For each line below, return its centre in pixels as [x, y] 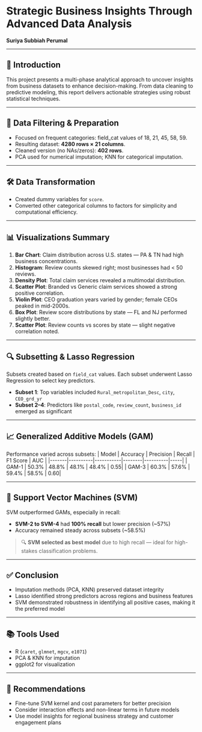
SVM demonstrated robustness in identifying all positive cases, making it [105, 602]
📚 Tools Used [33, 634]
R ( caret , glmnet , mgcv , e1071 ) [51, 652]
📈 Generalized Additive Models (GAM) [80, 437]
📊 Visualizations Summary [58, 237]
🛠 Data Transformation [51, 182]
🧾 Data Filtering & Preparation [63, 123]
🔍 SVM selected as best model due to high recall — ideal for [97, 542]
